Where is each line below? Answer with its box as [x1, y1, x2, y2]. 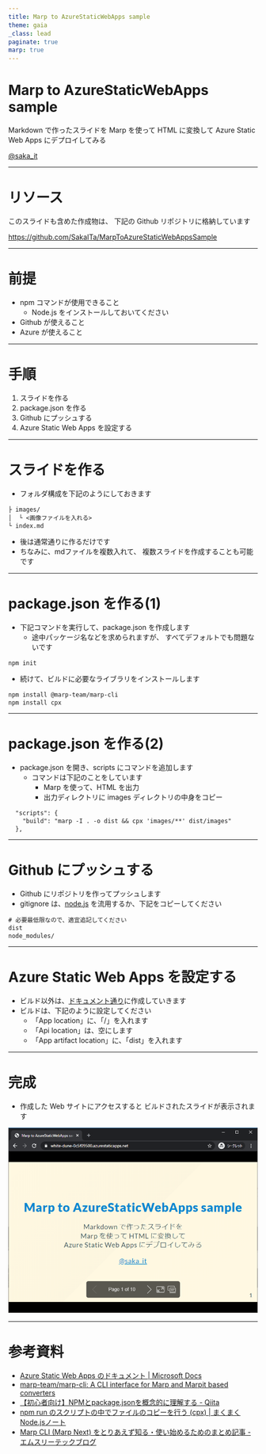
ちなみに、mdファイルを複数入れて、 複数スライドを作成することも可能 [19, 547, 254, 556]
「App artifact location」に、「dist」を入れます [31, 1035, 183, 1045]
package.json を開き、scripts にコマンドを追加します [19, 762, 194, 772]
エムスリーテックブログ [19, 1437, 97, 1446]
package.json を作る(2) [8, 735, 165, 753]
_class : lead [8, 29, 51, 37]
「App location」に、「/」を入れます [31, 1015, 149, 1025]
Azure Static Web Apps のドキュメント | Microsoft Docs [19, 1371, 202, 1380]
